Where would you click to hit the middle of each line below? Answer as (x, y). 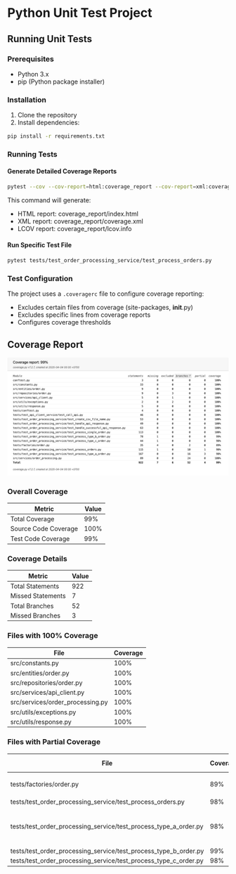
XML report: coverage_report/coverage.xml (80, 221)
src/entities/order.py (40, 673)
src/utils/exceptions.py (43, 712)
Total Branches (32, 606)
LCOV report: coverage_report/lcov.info (74, 229)
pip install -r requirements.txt (56, 136)
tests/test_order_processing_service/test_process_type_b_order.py (107, 851)
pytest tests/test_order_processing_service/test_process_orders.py (110, 261)
